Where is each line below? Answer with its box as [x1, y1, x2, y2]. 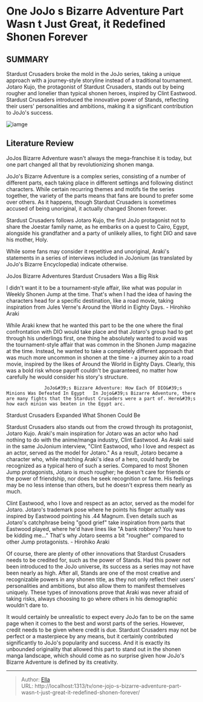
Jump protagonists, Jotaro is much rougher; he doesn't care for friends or [6, 468, 190, 476]
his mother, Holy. [6, 235, 48, 243]
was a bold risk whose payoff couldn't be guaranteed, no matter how [6, 366, 178, 374]
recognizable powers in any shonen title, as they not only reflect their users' [6, 575, 195, 583]
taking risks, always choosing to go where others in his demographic [6, 595, 178, 602]
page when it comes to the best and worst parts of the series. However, [6, 619, 185, 627]
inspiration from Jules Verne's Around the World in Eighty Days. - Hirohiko [6, 303, 191, 311]
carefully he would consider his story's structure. [6, 373, 129, 380]
